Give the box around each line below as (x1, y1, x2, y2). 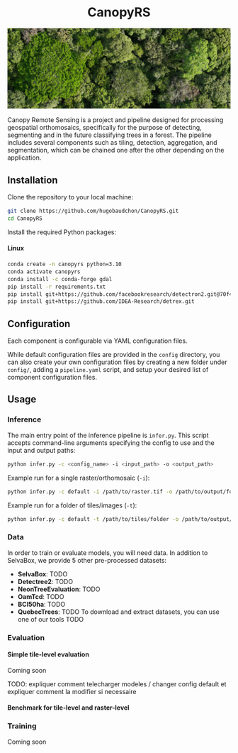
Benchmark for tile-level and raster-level (7, 703, 130, 712)
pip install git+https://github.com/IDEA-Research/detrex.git (7, 298, 195, 305)
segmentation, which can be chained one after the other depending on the (7, 146, 225, 155)
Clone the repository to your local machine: (7, 193, 134, 202)
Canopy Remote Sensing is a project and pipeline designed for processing (7, 116, 224, 124)
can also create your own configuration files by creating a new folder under (7, 358, 227, 366)
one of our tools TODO (17, 615, 84, 623)
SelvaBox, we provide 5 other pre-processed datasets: (7, 556, 167, 564)
